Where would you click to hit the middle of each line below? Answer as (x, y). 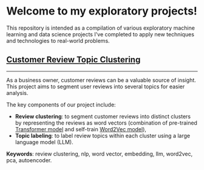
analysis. (17, 93)
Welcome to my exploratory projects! (102, 11)
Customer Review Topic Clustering (73, 60)
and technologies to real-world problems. (58, 41)
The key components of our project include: (61, 105)
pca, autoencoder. (29, 160)
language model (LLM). (44, 142)
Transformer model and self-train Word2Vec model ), (81, 129)
